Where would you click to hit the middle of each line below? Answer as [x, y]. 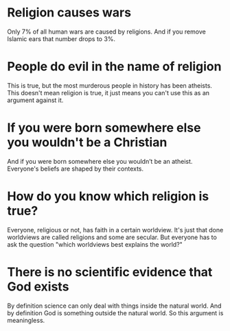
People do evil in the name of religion [114, 67]
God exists [38, 286]
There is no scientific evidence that [110, 272]
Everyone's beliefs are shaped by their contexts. [76, 169]
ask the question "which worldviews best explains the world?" [95, 244]
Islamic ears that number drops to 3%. [61, 38]
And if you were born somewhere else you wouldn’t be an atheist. [100, 161]
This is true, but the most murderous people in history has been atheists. [110, 85]
